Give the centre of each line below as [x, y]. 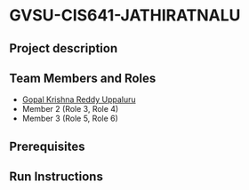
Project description [64, 48]
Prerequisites [47, 146]
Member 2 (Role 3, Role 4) [70, 109]
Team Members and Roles [83, 78]
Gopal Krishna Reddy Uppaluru [79, 99]
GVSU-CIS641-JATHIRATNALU [125, 16]
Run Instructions [56, 177]
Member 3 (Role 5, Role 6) [70, 119]
